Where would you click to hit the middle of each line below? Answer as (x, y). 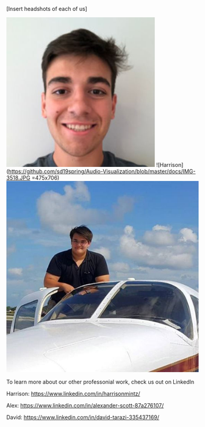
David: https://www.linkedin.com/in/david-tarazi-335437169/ (83, 417)
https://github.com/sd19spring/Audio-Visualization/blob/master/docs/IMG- (102, 171)
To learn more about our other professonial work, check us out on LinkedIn (100, 382)
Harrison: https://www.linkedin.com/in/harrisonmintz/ (73, 394)
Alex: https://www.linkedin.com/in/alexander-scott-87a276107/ (85, 406)
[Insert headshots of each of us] (47, 9)
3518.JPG (18, 178)
